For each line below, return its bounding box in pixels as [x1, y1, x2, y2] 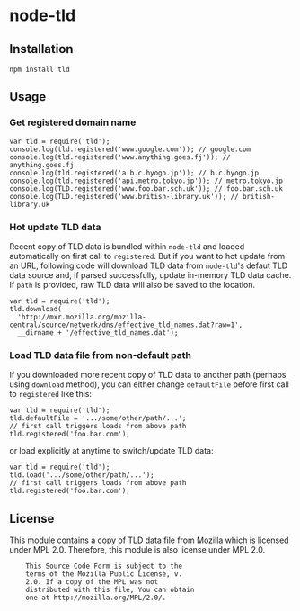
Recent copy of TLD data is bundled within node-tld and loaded [9, 240, 245, 252]
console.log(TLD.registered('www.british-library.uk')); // [9, 192, 240, 201]
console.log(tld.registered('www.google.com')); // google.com [9, 145, 251, 154]
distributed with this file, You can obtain [25, 586, 195, 595]
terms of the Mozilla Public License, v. [25, 570, 182, 579]
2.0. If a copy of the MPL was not [25, 578, 159, 587]
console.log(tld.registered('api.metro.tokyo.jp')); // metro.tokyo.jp [9, 176, 283, 185]
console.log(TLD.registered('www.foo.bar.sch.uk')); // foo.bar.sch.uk [9, 184, 283, 193]
